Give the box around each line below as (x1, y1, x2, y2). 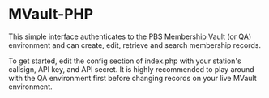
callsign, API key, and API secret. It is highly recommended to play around (8, 64, 254, 74)
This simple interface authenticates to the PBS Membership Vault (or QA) (8, 32, 252, 41)
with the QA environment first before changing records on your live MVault (8, 73, 257, 83)
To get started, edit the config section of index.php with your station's (8, 56, 241, 66)
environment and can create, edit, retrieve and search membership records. (8, 40, 262, 49)
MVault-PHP (8, 5, 94, 23)
